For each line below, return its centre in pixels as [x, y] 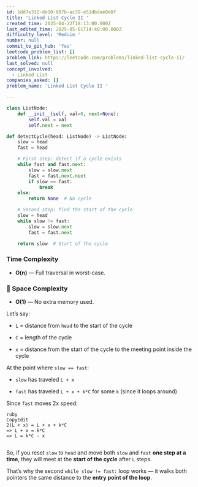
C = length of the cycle [44, 337]
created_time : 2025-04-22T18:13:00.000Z [59, 23]
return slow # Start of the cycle [63, 243]
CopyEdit [17, 420]
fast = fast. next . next [57, 176]
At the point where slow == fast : [48, 368]
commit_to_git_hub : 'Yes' [39, 47]
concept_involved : [30, 69]
